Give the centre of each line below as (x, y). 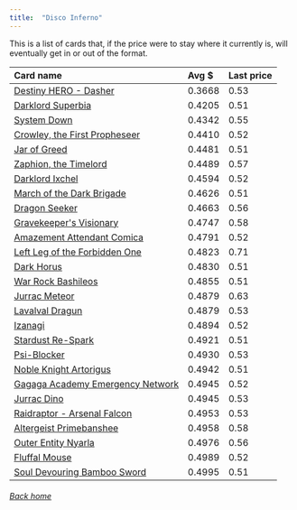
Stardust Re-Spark (54, 339)
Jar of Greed (41, 149)
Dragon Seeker (46, 208)
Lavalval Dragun (48, 311)
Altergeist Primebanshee (66, 428)
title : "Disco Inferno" (56, 18)
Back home (31, 496)
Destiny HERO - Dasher (64, 90)
